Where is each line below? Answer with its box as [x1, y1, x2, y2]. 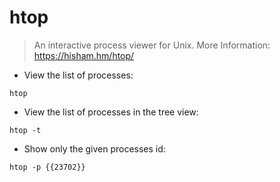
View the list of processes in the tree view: [23, 106, 199, 118]
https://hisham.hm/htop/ [33, 49, 135, 61]
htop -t [9, 125, 42, 135]
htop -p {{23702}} [9, 162, 86, 172]
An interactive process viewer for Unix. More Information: [33, 39, 271, 51]
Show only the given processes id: [23, 142, 166, 155]
